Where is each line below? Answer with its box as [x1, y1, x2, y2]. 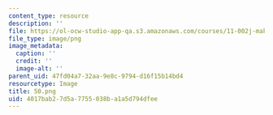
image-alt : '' [15, 65, 63, 73]
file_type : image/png [8, 34, 82, 43]
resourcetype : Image [8, 79, 79, 87]
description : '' [8, 19, 63, 28]
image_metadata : [8, 42, 63, 50]
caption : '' [15, 49, 57, 57]
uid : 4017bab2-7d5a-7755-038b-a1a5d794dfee [8, 95, 158, 103]
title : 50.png [8, 87, 57, 96]
